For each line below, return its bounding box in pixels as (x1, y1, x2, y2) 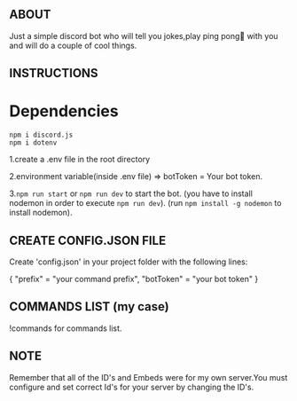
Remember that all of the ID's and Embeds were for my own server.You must (9, 372, 288, 382)
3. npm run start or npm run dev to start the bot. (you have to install (9, 188, 253, 199)
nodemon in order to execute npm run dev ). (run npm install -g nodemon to (9, 198, 282, 208)
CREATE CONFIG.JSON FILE (9, 232, 167, 248)
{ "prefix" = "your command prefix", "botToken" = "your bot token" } (9, 273, 259, 284)
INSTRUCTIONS (9, 66, 99, 81)
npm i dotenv (9, 138, 58, 147)
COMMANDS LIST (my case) (9, 299, 170, 314)
